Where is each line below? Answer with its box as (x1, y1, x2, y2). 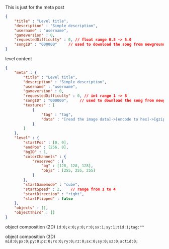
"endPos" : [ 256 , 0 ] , (23, 145, 69, 150)
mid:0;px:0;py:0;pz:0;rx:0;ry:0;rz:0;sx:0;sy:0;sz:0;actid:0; (5, 238, 138, 244)
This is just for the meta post (5, 5, 64, 10)
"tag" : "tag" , (41, 112, 73, 117)
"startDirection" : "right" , (23, 191, 84, 196)
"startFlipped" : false (23, 196, 73, 201)
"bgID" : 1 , (23, 149, 49, 155)
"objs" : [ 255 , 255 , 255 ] (41, 168, 96, 173)
